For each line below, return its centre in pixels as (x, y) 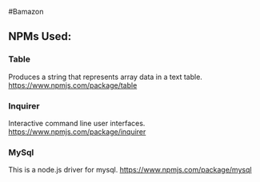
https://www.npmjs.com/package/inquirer (77, 132)
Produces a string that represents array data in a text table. (105, 77)
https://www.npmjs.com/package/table (73, 85)
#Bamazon (26, 12)
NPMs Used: (40, 36)
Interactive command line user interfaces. (77, 123)
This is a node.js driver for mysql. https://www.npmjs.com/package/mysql (130, 170)
